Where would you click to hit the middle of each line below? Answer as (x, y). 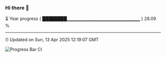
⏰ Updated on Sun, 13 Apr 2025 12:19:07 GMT (52, 40)
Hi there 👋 (17, 8)
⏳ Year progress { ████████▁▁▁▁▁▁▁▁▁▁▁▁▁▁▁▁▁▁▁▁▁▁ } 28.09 (81, 19)
